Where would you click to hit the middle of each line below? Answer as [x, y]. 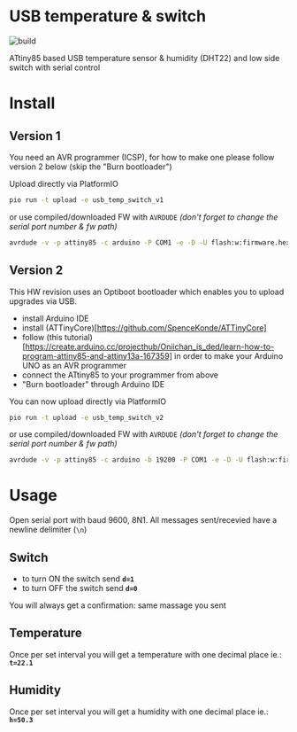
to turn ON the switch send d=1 [78, 579]
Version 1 [35, 136]
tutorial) [78, 337]
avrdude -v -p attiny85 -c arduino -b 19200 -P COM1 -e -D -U [126, 460]
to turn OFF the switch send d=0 [80, 588]
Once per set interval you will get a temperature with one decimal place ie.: [145, 654]
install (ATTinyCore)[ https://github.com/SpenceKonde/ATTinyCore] [144, 327]
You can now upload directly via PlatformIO [88, 401]
